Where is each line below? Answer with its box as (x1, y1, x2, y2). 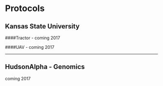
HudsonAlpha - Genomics (5, 63, 85, 71)
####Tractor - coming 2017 (5, 35, 61, 41)
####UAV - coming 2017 (5, 44, 55, 50)
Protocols (5, 3, 45, 14)
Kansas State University (5, 22, 80, 30)
